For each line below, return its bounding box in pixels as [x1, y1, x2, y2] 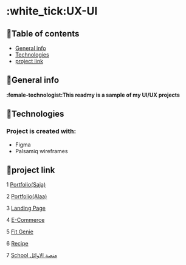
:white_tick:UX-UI [6, 4, 98, 18]
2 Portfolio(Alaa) [6, 193, 47, 200]
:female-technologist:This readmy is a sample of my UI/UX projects [6, 91, 181, 98]
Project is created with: [6, 127, 77, 136]
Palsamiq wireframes [15, 147, 68, 154]
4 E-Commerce [6, 216, 45, 224]
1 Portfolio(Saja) [6, 181, 46, 188]
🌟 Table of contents [6, 29, 80, 39]
